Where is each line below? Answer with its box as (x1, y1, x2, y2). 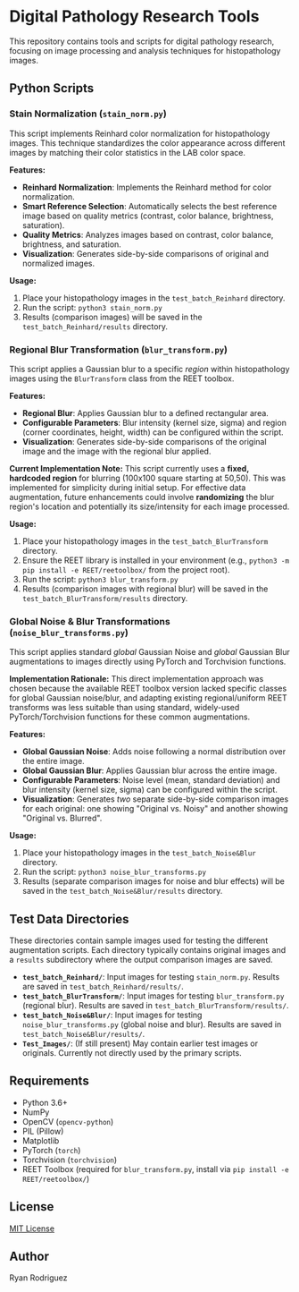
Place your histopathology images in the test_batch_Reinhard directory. (21, 293, 286, 303)
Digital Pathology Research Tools (9, 6, 260, 27)
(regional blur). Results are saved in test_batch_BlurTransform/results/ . (21, 1000, 289, 1011)
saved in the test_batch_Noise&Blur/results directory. (21, 886, 223, 897)
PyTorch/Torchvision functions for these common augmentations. (9, 711, 251, 722)
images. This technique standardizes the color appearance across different (9, 137, 286, 149)
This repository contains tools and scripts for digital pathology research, (9, 36, 275, 47)
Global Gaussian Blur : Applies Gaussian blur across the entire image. (21, 765, 278, 776)
